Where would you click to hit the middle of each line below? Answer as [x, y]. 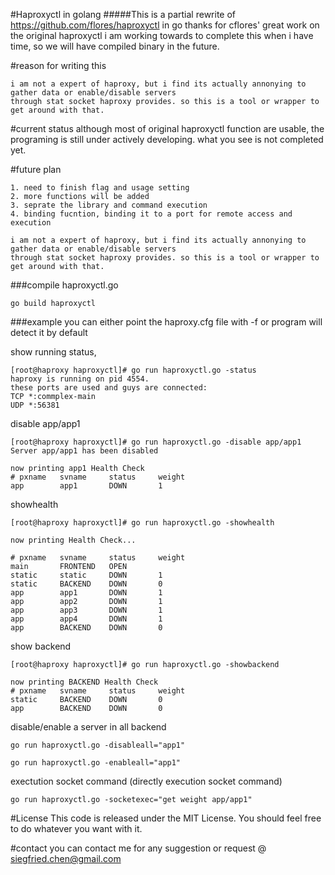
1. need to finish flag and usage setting [100, 188]
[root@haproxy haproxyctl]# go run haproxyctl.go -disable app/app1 [156, 442]
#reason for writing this [58, 65]
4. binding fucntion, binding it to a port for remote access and [151, 214]
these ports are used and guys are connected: [109, 388]
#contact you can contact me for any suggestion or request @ [138, 848]
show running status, [53, 352]
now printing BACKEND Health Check [84, 682]
